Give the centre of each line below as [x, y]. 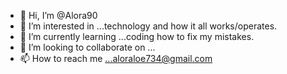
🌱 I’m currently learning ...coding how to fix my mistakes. [137, 36]
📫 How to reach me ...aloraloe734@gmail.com [116, 58]
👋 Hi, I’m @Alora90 [58, 15]
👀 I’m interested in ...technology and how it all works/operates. [148, 26]
